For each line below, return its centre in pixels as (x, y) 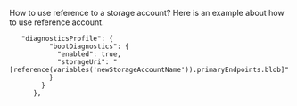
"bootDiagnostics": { (89, 46)
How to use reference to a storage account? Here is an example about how (147, 13)
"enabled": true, (89, 54)
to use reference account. (57, 22)
